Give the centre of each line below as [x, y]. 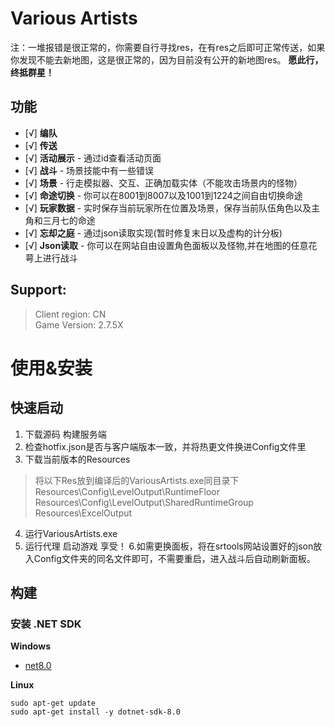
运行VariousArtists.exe [71, 533]
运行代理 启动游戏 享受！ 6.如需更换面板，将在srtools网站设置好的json [169, 546]
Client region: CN [70, 314]
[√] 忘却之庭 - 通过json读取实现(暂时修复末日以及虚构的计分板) [153, 233]
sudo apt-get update [53, 703]
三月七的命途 [69, 220]
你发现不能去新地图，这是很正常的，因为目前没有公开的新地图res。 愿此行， [167, 59]
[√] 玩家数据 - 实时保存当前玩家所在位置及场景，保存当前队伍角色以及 [168, 208]
